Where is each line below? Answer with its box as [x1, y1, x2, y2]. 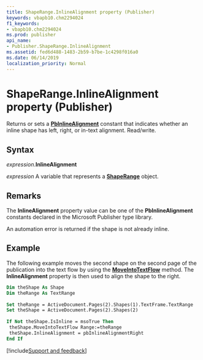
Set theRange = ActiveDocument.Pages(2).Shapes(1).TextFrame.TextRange [6, 302, 193, 308]
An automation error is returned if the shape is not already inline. [6, 225, 170, 233]
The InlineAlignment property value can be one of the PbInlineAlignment [6, 207, 193, 214]
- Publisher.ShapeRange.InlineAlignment [6, 44, 112, 50]
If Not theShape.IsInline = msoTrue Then [6, 319, 114, 325]
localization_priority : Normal [6, 60, 86, 66]
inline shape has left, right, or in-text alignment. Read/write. [6, 127, 156, 134]
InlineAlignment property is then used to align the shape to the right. [6, 272, 181, 280]
